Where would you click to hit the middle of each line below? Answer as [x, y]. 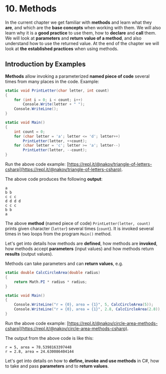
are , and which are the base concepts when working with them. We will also [83, 27]
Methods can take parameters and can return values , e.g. [64, 264]
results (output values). [29, 254]
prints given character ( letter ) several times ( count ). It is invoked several [80, 229]
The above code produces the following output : [54, 179]
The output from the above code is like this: [49, 338]
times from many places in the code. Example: [52, 81]
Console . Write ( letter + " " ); [54, 105]
